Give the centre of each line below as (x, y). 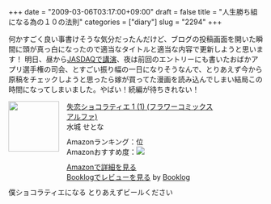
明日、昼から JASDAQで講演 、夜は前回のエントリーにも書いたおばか (138, 59)
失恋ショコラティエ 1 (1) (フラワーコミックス (140, 106)
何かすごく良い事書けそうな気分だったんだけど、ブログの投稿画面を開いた (132, 39)
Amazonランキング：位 (105, 142)
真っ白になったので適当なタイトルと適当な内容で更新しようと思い (146, 49)
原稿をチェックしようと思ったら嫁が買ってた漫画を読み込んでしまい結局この (135, 79)
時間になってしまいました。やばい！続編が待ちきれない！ (104, 90)
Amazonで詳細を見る (102, 167)
